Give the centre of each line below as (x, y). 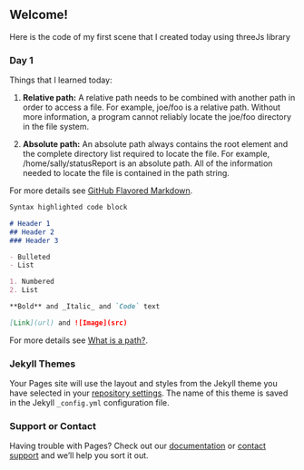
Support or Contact (53, 426)
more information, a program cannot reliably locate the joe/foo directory (157, 117)
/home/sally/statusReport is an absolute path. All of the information (147, 163)
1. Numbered (32, 282)
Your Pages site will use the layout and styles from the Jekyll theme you (144, 384)
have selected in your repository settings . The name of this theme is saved (149, 393)
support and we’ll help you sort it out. (79, 455)
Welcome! (39, 15)
